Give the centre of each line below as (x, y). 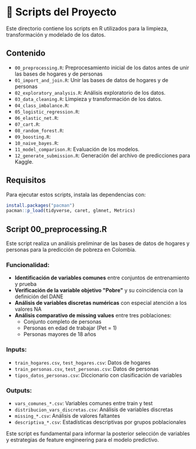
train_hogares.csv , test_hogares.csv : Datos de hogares (83, 362)
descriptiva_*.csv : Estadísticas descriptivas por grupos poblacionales (100, 422)
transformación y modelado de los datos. (56, 34)
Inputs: (16, 350)
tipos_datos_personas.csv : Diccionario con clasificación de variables (98, 375)
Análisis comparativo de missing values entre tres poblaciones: (93, 315)
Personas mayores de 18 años (60, 334)
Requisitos (26, 180)
